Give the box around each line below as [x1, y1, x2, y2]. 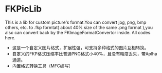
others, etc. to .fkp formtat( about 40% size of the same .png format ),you [5, 24, 153, 30]
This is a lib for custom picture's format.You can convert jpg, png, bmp [5, 19, 146, 25]
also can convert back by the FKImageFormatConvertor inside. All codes [5, 29, 151, 35]
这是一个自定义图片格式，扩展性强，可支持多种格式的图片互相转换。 [12, 44, 149, 50]
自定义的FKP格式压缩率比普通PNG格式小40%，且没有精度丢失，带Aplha [12, 51, 157, 57]
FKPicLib [5, 3, 42, 15]
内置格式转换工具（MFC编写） [12, 63, 73, 69]
